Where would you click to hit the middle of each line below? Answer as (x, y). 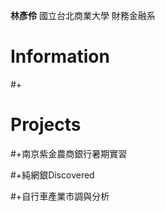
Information (60, 56)
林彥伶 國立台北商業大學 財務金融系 (83, 15)
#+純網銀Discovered (52, 175)
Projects (46, 125)
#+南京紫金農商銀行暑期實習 (69, 153)
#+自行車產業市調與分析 (60, 196)
